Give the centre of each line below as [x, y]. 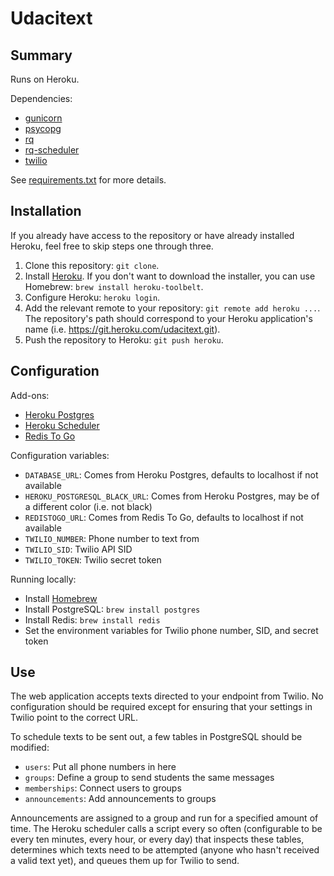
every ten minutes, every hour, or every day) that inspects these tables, [157, 839]
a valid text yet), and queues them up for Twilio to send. [125, 861]
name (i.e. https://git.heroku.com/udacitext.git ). [122, 329]
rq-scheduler [52, 150]
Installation [46, 211]
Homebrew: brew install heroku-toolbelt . [114, 286]
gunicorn [43, 118]
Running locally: [43, 579]
